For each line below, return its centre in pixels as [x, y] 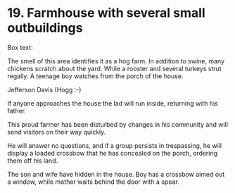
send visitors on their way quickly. [57, 132]
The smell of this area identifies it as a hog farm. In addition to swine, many [116, 61]
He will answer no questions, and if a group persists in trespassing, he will [115, 145]
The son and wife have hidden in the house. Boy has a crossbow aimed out [116, 174]
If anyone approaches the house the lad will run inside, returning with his [113, 103]
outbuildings [45, 28]
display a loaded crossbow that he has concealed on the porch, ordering [113, 153]
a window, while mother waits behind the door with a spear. [93, 182]
